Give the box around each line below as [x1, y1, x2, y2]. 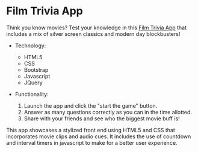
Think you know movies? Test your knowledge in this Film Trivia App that [6, 24, 187, 31]
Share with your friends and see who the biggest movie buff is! [23, 115, 180, 122]
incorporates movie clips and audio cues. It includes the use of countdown [6, 133, 191, 140]
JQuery [23, 79, 43, 86]
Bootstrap [23, 66, 49, 73]
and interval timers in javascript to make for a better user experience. [6, 139, 178, 146]
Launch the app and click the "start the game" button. [23, 102, 158, 109]
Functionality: [14, 90, 49, 98]
